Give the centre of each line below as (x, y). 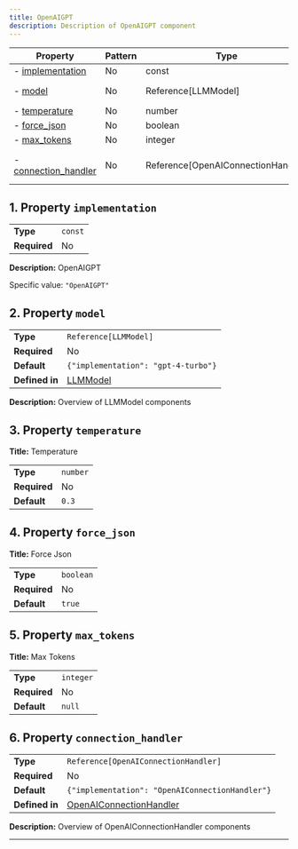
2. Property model (58, 313)
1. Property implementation (83, 207)
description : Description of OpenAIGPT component (103, 26)
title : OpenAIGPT (41, 17)
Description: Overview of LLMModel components (100, 402)
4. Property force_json (72, 532)
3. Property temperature (75, 430)
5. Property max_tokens (72, 635)
